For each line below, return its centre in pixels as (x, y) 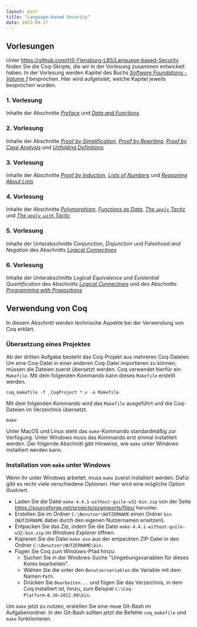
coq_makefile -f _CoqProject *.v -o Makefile (62, 393)
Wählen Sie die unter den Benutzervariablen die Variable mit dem (102, 570)
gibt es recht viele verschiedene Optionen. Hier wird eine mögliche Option (95, 484)
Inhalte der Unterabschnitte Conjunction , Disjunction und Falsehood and (93, 243)
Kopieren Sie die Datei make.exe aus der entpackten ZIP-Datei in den (97, 539)
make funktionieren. (29, 619)
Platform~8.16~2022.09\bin (56, 595)
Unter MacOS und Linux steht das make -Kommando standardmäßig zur (91, 431)
